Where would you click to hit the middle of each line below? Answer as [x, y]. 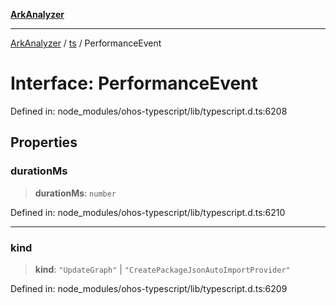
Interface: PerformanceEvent [134, 83]
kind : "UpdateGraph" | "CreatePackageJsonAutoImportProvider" [162, 269]
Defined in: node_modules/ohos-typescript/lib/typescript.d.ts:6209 [149, 288]
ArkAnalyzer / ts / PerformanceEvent [86, 43]
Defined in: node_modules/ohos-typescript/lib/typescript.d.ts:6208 [149, 111]
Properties [44, 142]
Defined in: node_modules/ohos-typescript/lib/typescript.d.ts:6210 [148, 212]
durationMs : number [75, 193]
